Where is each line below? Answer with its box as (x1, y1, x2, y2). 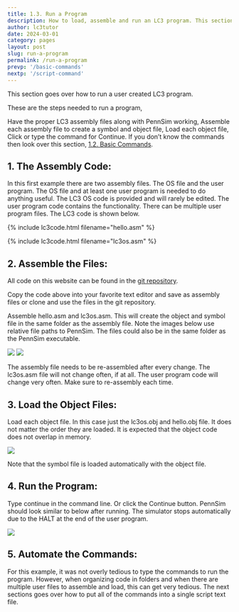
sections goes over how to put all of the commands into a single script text (7, 590, 226, 598)
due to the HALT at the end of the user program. (7, 514, 149, 523)
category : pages (7, 37, 55, 44)
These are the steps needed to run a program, (7, 103, 143, 112)
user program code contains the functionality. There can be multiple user (7, 202, 222, 211)
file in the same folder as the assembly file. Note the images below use (7, 320, 215, 328)
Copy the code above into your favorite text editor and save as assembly (7, 290, 221, 299)
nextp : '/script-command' (7, 70, 84, 77)
